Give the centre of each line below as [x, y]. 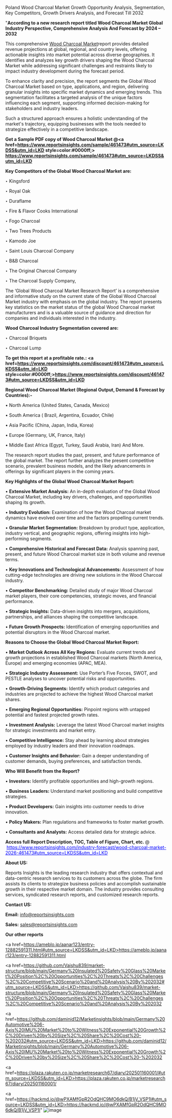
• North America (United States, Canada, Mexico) [58, 405]
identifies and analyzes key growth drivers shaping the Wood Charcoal [80, 60]
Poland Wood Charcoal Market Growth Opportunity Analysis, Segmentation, [85, 7]
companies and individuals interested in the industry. [61, 318]
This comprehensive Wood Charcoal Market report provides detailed [77, 44]
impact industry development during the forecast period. [65, 71]
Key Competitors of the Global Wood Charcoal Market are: [68, 171]
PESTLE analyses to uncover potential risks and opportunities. [71, 678]
